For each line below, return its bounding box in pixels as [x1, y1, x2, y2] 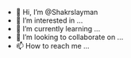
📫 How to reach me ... [15, 42, 90, 50]
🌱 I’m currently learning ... [15, 24, 101, 33]
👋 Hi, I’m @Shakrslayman [15, 8, 98, 16]
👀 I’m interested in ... [15, 16, 83, 25]
